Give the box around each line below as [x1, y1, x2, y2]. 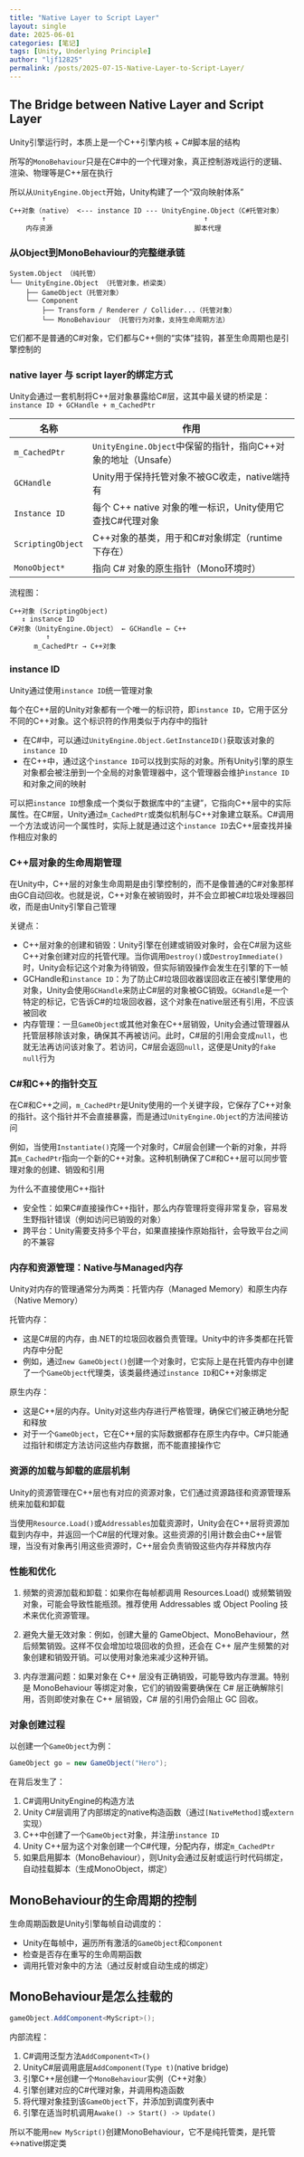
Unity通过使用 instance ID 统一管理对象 [9, 684, 154, 695]
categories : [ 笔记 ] [9, 38, 81, 48]
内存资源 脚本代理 [25, 224, 222, 233]
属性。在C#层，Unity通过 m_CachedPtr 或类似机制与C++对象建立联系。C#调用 [9, 808, 294, 819]
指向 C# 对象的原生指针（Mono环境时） [91, 562, 261, 575]
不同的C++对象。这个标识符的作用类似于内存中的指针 [9, 715, 208, 726]
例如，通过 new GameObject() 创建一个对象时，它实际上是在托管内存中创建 [22, 1356, 294, 1367]
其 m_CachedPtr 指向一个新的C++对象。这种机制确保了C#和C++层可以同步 [9, 1153, 280, 1164]
